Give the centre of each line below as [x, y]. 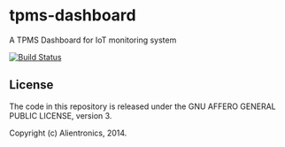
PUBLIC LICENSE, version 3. [61, 115]
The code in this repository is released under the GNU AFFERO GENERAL [142, 106]
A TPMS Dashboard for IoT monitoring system [93, 40]
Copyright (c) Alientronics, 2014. [68, 133]
